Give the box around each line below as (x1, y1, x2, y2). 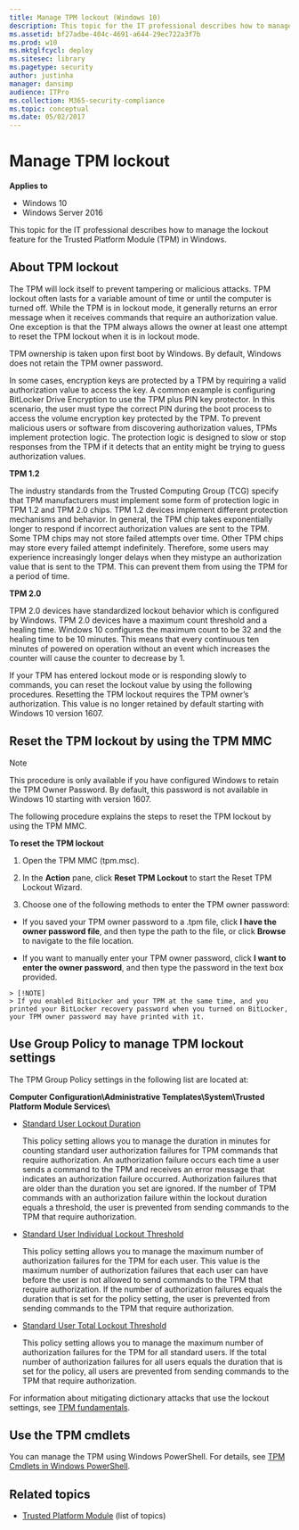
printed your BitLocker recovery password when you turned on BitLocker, (9, 1005, 289, 1013)
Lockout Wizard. (21, 881, 83, 892)
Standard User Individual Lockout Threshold (21, 1228, 184, 1239)
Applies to (9, 180, 48, 192)
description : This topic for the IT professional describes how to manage (9, 21, 293, 30)
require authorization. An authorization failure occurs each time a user (21, 1154, 279, 1165)
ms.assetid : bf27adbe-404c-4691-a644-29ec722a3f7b (9, 29, 201, 38)
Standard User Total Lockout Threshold (21, 1319, 167, 1330)
